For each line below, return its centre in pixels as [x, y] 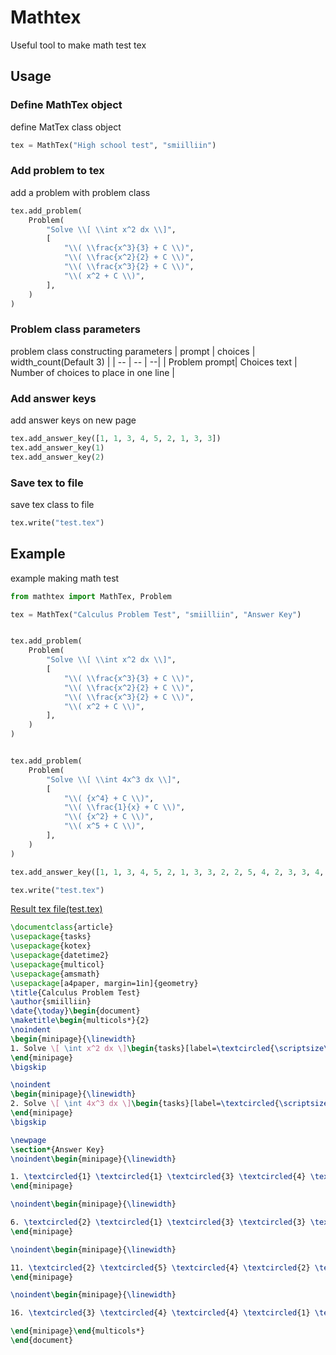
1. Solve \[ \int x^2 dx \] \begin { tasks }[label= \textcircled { [142, 1048]
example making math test [65, 578]
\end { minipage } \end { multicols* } [77, 1331]
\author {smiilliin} [51, 1002]
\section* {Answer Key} [57, 1149]
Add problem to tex [57, 171]
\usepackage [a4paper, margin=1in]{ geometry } [104, 983]
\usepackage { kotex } [51, 946]
